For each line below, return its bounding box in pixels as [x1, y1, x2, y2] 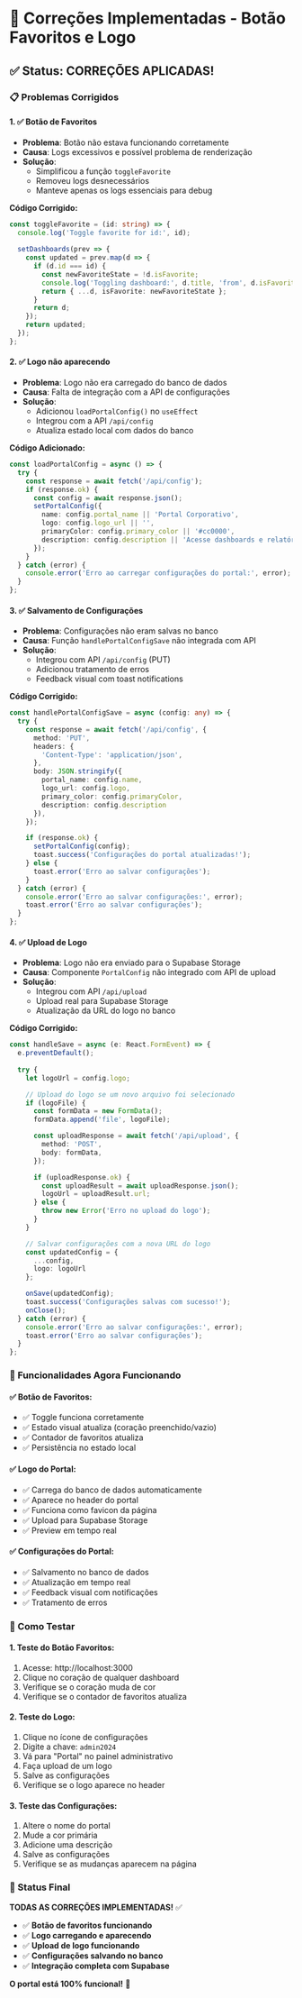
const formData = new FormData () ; [32, 1107, 164, 1116]
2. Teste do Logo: [9, 1711, 75, 1722]
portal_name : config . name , [41, 775, 143, 785]
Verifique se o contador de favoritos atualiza [22, 1691, 187, 1701]
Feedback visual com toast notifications [35, 673, 184, 684]
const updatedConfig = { [25, 1247, 119, 1256]
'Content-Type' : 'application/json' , [41, 750, 182, 760]
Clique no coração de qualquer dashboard [22, 1672, 180, 1683]
